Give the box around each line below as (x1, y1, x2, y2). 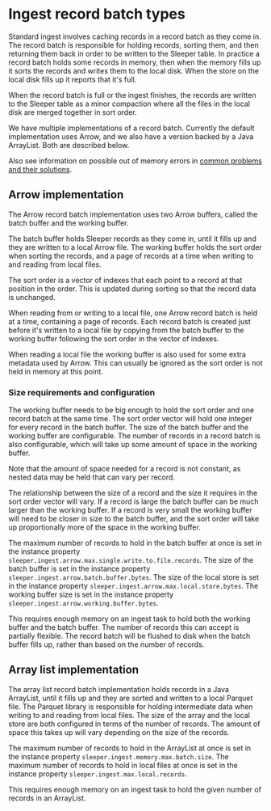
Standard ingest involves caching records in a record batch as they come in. (8, 32, 261, 41)
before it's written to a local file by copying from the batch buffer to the (8, 325, 244, 335)
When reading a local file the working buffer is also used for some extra (8, 349, 246, 359)
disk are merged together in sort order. (8, 107, 137, 117)
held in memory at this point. (8, 366, 103, 376)
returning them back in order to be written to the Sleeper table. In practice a (8, 49, 261, 58)
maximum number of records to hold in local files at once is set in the (8, 760, 238, 770)
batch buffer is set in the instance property (8, 564, 151, 574)
